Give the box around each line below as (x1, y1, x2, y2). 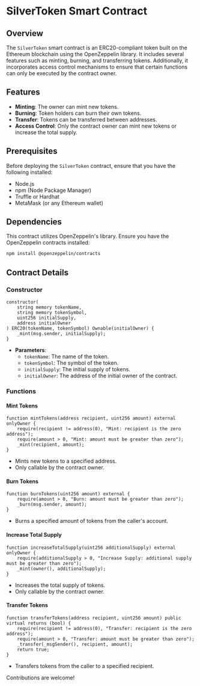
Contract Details (6, 267, 69, 277)
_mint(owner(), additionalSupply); (17, 566, 106, 572)
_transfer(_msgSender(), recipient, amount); (17, 641, 133, 647)
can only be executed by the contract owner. (6, 70, 117, 76)
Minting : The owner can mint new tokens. (14, 103, 119, 110)
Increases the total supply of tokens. (14, 581, 106, 589)
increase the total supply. (14, 128, 78, 136)
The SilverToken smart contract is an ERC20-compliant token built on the (6, 44, 187, 51)
